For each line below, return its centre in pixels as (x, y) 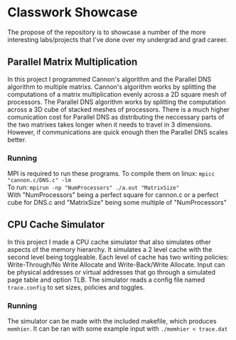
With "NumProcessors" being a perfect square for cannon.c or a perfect (113, 195)
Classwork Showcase (73, 12)
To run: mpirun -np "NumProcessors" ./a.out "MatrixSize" (93, 187)
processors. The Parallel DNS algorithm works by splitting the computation (117, 102)
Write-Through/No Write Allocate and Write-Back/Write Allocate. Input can (116, 265)
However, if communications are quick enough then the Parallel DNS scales (118, 132)
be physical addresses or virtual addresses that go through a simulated (111, 272)
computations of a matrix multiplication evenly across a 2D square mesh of (117, 94)
